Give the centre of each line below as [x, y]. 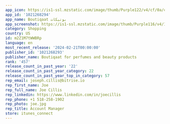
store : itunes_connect [29, 114]
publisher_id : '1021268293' [35, 52]
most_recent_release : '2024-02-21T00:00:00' [53, 48]
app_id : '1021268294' [28, 15]
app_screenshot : [22, 24]
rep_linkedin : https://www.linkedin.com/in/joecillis [63, 95]
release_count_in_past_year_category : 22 [50, 71]
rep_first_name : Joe [27, 85]
